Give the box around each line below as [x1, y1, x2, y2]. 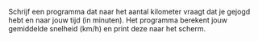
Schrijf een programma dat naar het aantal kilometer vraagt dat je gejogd [8, 7, 251, 16]
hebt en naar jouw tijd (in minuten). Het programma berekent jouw [8, 15, 228, 25]
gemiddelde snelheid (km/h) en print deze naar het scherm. [8, 24, 206, 33]
